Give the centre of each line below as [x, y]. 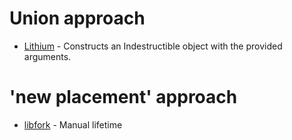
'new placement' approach [123, 97]
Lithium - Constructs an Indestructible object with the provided [153, 46]
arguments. [47, 56]
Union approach [77, 18]
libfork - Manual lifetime [73, 124]
